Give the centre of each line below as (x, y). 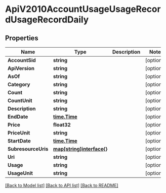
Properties (22, 38)
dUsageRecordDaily (47, 20)
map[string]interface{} (80, 149)
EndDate (18, 117)
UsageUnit (20, 173)
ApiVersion (21, 68)
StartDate (19, 141)
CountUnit (20, 100)
